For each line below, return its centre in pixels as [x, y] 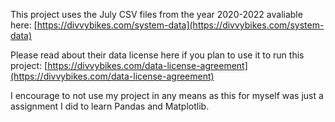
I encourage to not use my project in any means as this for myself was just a [167, 95]
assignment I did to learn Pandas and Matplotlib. [110, 106]
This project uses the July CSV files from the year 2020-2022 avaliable [156, 14]
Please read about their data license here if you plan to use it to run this [157, 55]
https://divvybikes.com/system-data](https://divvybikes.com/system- [180, 25]
